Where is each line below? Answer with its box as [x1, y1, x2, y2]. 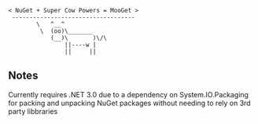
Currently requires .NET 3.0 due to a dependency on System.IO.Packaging [8, 89, 249, 99]
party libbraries [8, 106, 58, 116]
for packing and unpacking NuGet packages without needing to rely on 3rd [8, 98, 251, 108]
